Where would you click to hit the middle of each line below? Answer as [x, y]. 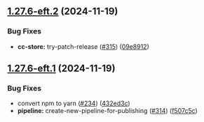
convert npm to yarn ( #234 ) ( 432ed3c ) [74, 103]
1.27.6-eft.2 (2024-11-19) [63, 12]
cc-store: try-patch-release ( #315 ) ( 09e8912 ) [83, 46]
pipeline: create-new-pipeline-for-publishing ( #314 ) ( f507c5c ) [107, 111]
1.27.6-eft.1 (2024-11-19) [61, 69]
